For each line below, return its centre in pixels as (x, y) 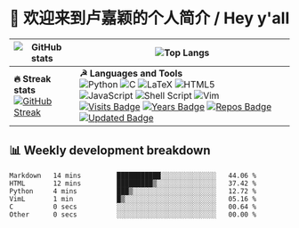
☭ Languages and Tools (131, 73)
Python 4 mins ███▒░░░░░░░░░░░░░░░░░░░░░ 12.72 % (133, 191)
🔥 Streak (32, 78)
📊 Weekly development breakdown (110, 151)
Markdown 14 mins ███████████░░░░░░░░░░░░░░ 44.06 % (133, 175)
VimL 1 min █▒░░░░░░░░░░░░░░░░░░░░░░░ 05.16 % (133, 199)
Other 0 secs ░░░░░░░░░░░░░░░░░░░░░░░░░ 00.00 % (133, 215)
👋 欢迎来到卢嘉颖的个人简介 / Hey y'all (149, 18)
